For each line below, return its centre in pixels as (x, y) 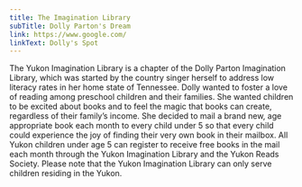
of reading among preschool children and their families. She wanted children (151, 97)
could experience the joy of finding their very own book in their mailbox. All (149, 135)
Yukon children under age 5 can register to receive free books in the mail (145, 145)
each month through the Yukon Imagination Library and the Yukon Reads (144, 155)
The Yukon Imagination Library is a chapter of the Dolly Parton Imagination (148, 68)
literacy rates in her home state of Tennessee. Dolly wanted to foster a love (149, 87)
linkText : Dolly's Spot (54, 43)
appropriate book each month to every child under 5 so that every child (142, 126)
